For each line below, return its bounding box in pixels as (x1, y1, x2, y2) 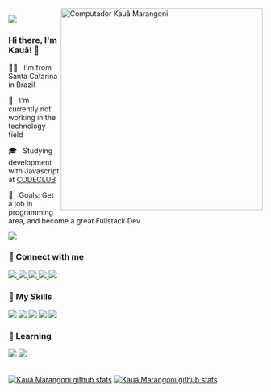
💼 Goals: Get (8, 190, 54, 200)
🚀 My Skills (8, 290, 52, 302)
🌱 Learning (8, 330, 52, 341)
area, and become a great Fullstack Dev (8, 216, 141, 226)
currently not (8, 104, 52, 114)
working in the (8, 113, 56, 123)
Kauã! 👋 (8, 44, 40, 56)
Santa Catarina (8, 72, 58, 81)
